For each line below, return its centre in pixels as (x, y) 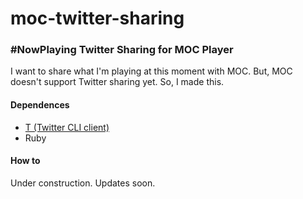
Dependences (40, 105)
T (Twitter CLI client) (67, 127)
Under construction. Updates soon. (83, 183)
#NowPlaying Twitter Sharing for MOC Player (122, 50)
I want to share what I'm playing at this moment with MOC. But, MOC (151, 71)
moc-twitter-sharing (97, 18)
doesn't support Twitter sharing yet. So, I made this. (117, 82)
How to (25, 161)
